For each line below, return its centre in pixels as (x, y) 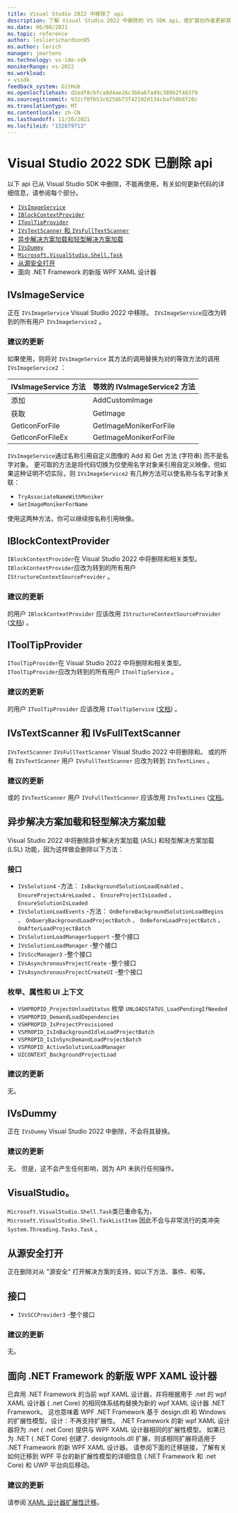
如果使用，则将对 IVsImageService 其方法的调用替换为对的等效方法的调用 (114, 358)
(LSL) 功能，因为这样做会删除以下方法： (66, 849)
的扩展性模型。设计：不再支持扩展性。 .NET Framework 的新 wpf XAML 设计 (119, 1421)
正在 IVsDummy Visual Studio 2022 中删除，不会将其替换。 (91, 1131)
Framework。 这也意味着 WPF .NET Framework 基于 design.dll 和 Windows (117, 1412)
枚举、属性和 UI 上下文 (45, 992)
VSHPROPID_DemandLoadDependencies (68, 1017)
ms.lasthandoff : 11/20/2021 (49, 119)
